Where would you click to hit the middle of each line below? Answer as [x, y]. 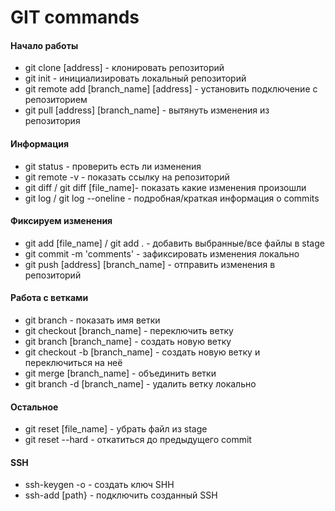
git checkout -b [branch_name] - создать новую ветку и [142, 352]
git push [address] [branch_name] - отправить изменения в [150, 264]
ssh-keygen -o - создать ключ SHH [99, 485]
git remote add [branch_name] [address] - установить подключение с [171, 89]
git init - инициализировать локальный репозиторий [135, 78]
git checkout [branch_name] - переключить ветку [129, 330]
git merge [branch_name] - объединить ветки [120, 373]
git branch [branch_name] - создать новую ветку [128, 341]
